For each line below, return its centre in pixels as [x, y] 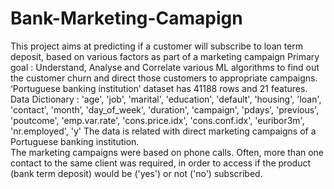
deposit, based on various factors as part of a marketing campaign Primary [165, 56]
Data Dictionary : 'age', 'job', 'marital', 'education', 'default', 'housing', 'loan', [166, 99]
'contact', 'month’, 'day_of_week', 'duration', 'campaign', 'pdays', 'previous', [165, 109]
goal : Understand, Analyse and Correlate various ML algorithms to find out [165, 67]
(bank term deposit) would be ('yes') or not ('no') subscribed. [136, 173]
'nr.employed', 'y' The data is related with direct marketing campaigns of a [163, 131]
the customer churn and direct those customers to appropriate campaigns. [164, 78]
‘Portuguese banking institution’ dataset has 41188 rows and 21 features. [159, 88]
